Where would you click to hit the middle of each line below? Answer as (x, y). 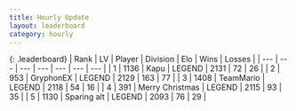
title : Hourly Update (49, 17)
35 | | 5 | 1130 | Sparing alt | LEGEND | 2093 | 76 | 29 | (108, 97)
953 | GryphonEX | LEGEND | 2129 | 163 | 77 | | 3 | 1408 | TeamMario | (137, 78)
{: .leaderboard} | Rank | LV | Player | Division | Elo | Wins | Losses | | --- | (144, 59)
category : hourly (41, 34)
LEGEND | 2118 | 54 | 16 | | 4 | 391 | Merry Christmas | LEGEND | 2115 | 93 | (146, 87)
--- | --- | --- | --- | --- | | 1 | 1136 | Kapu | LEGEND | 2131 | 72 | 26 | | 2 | (149, 68)
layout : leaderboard (48, 26)
